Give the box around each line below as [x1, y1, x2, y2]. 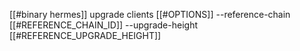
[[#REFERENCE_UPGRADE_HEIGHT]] [9, 30, 162, 41]
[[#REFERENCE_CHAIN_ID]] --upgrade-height [9, 19, 198, 31]
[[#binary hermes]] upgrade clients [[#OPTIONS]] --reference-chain [9, 9, 291, 20]
